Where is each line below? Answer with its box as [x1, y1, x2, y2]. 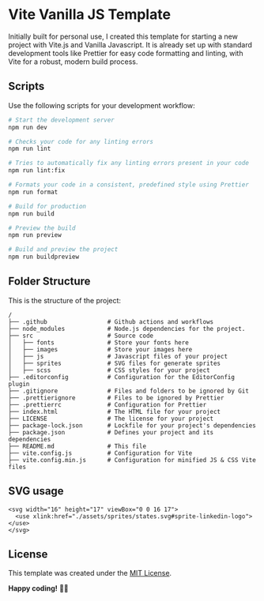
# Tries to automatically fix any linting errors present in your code [8, 160, 249, 167]
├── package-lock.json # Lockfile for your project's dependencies [8, 421, 257, 430]
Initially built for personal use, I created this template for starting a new [8, 32, 239, 41]
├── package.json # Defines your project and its [8, 428, 214, 436]
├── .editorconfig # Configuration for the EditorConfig [8, 373, 236, 381]
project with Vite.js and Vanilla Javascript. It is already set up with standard [8, 39, 253, 49]
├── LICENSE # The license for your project [8, 415, 214, 423]
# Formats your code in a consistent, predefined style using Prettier [8, 181, 249, 189]
